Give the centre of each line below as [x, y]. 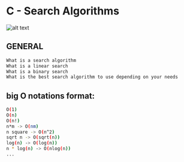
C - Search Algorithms [63, 11]
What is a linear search [37, 66]
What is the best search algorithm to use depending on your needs [92, 77]
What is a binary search [37, 71]
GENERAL [25, 46]
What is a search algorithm [41, 60]
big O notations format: [50, 96]
